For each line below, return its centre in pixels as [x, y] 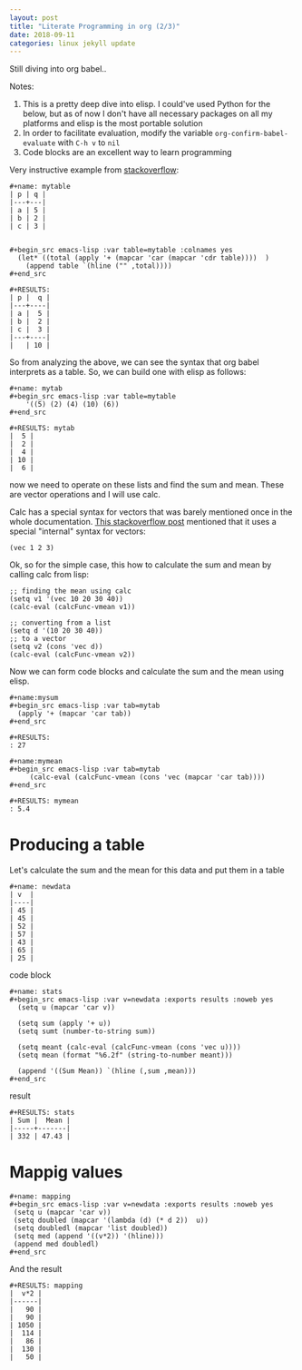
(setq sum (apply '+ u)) [64, 1024]
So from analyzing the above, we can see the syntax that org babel [135, 362]
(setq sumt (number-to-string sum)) [87, 1031]
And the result [36, 1269]
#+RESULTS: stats [42, 1113]
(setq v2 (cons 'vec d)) [56, 647]
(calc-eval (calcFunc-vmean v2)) [73, 655]
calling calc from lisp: [49, 575]
